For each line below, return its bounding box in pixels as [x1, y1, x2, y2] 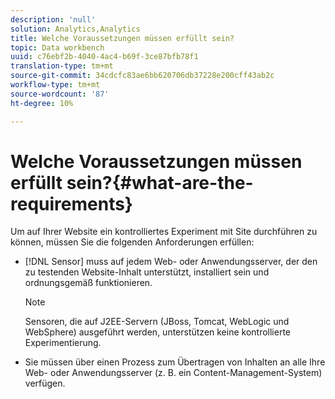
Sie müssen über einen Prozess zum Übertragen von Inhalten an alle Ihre [24, 356, 326, 368]
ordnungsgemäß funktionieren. [24, 277, 153, 289]
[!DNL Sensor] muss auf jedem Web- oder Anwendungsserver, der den [24, 256, 318, 268]
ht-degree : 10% [10, 98, 74, 108]
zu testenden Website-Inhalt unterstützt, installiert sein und [24, 266, 270, 278]
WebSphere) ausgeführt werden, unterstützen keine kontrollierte [24, 326, 292, 338]
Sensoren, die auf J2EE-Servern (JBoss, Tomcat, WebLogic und [24, 316, 290, 328]
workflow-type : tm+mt [10, 80, 101, 90]
